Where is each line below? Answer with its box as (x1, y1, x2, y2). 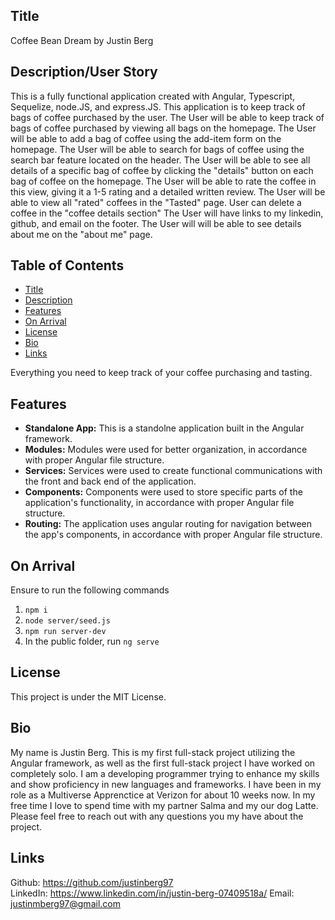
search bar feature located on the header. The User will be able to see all (10, 154, 311, 166)
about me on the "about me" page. (10, 228, 153, 240)
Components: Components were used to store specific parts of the (24, 486, 303, 498)
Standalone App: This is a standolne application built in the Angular (24, 422, 305, 434)
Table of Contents (10, 257, 125, 274)
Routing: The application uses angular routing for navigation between (24, 518, 312, 530)
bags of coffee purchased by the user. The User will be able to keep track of (10, 111, 325, 123)
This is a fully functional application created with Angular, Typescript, (10, 90, 296, 102)
